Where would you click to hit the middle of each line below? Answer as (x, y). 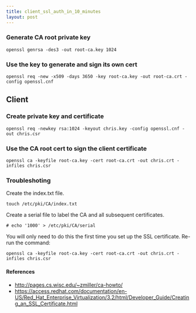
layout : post (22, 17)
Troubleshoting (28, 181)
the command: (33, 243)
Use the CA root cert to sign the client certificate (77, 149)
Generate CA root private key (48, 38)
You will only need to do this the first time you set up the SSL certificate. (93, 237)
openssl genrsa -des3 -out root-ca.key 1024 (61, 50)
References (21, 271)
